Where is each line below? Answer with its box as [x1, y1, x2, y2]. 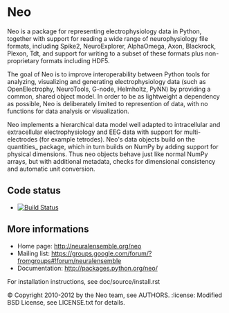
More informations [7, 223, 89, 235]
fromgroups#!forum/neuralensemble [17, 256, 122, 264]
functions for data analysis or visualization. [7, 107, 129, 115]
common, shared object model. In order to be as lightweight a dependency [7, 92, 220, 101]
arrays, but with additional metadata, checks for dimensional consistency [7, 157, 216, 165]
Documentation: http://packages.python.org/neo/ [17, 264, 158, 272]
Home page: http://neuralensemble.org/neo [17, 242, 142, 250]
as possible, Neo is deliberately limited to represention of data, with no [7, 99, 208, 108]
